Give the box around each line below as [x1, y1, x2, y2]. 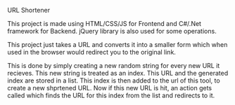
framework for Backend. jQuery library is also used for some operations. [7, 27, 217, 35]
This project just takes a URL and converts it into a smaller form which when [7, 41, 228, 48]
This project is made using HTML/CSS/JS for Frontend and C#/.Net [7, 20, 202, 27]
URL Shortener [7, 6, 51, 14]
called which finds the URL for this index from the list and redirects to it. [7, 91, 215, 99]
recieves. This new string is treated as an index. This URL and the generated [7, 69, 229, 77]
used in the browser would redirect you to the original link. [7, 48, 176, 56]
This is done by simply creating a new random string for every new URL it [7, 62, 220, 69]
